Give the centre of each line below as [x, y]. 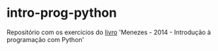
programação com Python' [46, 39]
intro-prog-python [62, 13]
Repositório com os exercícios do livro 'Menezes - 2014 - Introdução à [109, 32]
